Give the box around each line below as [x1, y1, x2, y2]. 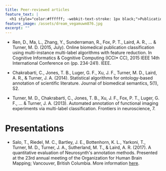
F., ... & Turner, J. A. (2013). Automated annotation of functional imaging [12, 100, 159, 106]
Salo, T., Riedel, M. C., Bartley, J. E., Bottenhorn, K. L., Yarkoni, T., [12, 139, 146, 145]
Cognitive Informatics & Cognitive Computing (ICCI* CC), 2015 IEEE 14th [12, 55, 160, 61]
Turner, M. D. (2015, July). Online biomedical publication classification [12, 44, 155, 50]
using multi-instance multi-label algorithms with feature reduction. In [12, 50, 152, 56]
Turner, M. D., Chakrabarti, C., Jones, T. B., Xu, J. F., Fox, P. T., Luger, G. [12, 95, 160, 101]
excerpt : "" [5, 26, 30, 31]
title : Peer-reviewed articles [5, 7, 70, 12]
